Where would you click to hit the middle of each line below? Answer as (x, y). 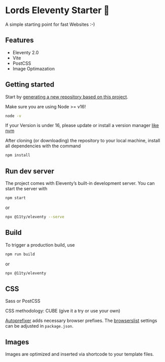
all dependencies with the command (43, 146)
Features (19, 40)
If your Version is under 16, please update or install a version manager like (82, 126)
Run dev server (30, 171)
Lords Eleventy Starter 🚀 (57, 10)
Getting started (30, 85)
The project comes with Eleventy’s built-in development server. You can (80, 183)
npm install (18, 155)
